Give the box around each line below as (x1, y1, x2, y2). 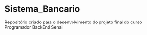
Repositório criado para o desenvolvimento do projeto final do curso (4, 19, 143, 25)
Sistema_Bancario (4, 3, 80, 14)
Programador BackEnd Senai (4, 24, 63, 30)
